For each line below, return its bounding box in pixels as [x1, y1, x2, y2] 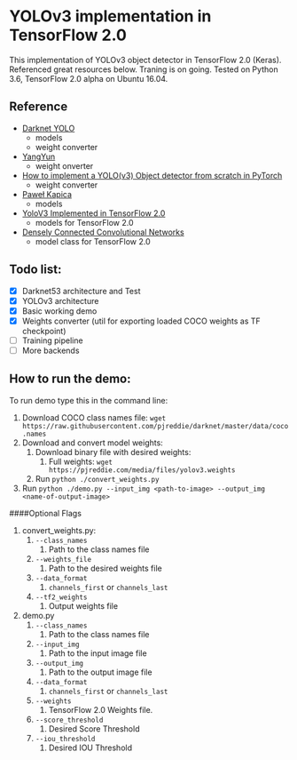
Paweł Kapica [21, 188, 73, 199]
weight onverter [35, 160, 94, 171]
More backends [21, 345, 80, 356]
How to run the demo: [9, 372, 131, 387]
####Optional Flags [9, 508, 82, 518]
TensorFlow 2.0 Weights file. [48, 704, 153, 715]
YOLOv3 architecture [21, 295, 99, 306]
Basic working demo [21, 305, 98, 316]
